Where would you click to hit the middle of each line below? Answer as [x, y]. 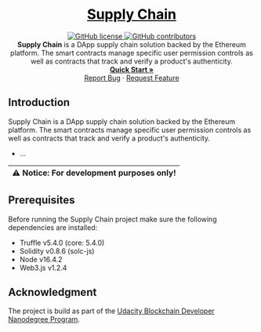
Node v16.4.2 [41, 259]
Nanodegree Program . [44, 319]
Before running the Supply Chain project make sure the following [112, 219]
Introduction [39, 102]
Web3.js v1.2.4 [43, 268]
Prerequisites [42, 201]
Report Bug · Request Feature [132, 78]
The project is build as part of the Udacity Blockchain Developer [112, 311]
